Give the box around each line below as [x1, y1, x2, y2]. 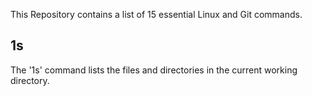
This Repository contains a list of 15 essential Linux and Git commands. [10, 9, 303, 20]
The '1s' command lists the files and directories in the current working [10, 64, 298, 76]
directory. [10, 74, 50, 86]
